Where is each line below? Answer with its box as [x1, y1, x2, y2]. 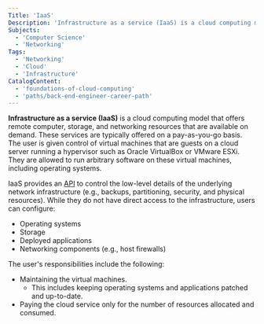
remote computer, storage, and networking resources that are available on [8, 122, 249, 131]
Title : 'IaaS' [8, 11, 55, 20]
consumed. [19, 308, 57, 318]
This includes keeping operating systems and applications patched [31, 283, 248, 293]
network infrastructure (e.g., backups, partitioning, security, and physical [8, 187, 245, 197]
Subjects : [8, 26, 41, 34]
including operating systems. [8, 164, 102, 173]
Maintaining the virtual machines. [19, 274, 127, 284]
